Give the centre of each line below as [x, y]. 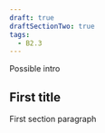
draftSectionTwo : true [52, 26]
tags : [19, 34]
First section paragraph [53, 119]
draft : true [32, 18]
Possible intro [35, 69]
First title [35, 97]
